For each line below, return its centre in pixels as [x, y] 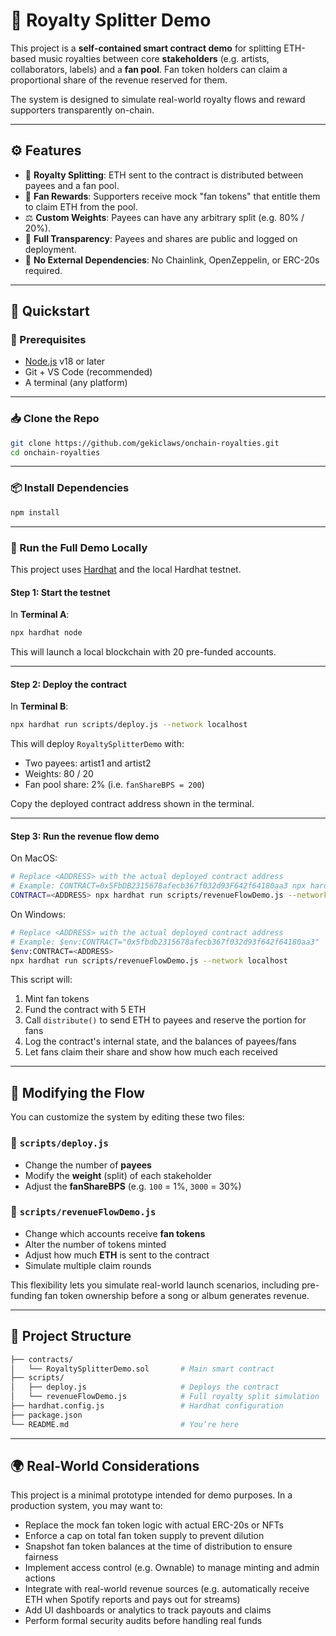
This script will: [41, 980]
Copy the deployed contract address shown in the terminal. [132, 804]
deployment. [50, 249]
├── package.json [46, 1415]
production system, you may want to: [86, 1506]
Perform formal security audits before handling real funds [143, 1621]
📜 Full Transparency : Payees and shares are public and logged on [161, 238]
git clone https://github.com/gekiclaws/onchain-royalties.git [145, 443]
